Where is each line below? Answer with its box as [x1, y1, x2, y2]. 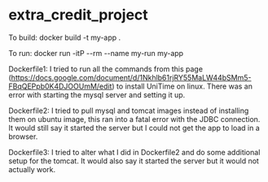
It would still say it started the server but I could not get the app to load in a [8, 123, 261, 132]
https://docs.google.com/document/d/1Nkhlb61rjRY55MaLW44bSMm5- [11, 72, 252, 82]
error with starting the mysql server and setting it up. [8, 89, 186, 99]
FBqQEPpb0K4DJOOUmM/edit [8, 81, 112, 91]
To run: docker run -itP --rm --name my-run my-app [8, 48, 184, 58]
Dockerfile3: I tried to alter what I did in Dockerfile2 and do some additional [8, 147, 261, 157]
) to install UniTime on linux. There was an [112, 81, 253, 91]
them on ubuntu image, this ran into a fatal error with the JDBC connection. [8, 114, 261, 123]
